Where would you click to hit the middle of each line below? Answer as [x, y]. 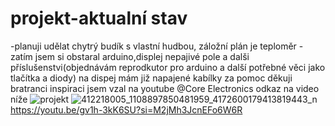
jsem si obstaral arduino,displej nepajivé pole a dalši [142, 56]
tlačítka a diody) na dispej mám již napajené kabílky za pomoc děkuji [151, 78]
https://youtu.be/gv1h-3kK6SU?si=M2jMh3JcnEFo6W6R [126, 109]
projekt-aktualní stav [99, 18]
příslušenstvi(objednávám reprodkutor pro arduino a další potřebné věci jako [168, 67]
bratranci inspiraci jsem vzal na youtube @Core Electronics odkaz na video [165, 88]
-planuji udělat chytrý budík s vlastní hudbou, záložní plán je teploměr [153, 46]
